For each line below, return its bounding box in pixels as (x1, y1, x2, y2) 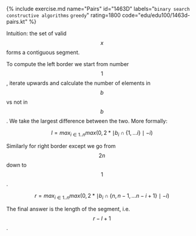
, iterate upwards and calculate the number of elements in (6, 79, 150, 87)
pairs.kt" (6, 18, 28, 25)
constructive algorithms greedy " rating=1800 (6, 12, 121, 19)
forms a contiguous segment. (6, 49, 80, 56)
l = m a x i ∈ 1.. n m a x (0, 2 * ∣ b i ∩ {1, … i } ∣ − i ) (51, 129, 153, 138)
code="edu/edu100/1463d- (122, 12, 190, 19)
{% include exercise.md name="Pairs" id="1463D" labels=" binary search (6, 5, 190, 12)
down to (6, 161, 27, 169)
